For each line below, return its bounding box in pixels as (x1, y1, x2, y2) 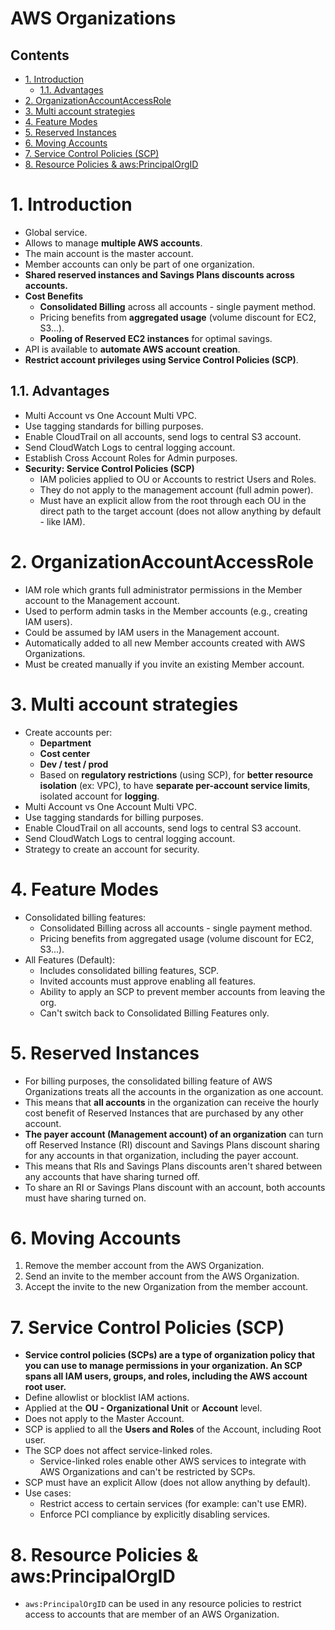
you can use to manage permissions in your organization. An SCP (24, 1360, 303, 1372)
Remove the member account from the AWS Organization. (24, 1260, 265, 1272)
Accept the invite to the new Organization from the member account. (24, 1281, 309, 1293)
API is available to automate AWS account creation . (24, 343, 241, 355)
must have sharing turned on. (24, 1192, 147, 1204)
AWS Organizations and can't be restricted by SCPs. (39, 1466, 256, 1478)
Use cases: (24, 1487, 72, 1499)
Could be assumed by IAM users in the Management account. (24, 626, 280, 638)
